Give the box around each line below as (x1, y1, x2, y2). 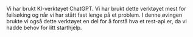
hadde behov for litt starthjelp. (6, 24, 82, 31)
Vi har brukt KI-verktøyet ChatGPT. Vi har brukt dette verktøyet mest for (6, 5, 186, 12)
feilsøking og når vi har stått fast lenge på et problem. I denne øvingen (6, 11, 183, 18)
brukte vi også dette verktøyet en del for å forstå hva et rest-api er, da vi (6, 18, 187, 24)
